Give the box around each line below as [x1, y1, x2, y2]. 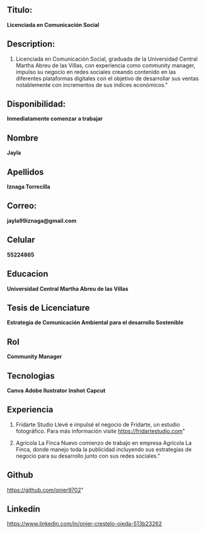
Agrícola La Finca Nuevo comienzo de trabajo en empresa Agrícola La [15, 439, 192, 446]
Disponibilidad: [7, 99, 66, 110]
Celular [7, 235, 35, 245]
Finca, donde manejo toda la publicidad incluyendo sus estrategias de [15, 445, 192, 453]
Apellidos [7, 166, 45, 177]
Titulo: [7, 5, 33, 15]
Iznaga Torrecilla [7, 183, 51, 190]
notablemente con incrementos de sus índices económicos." [15, 81, 168, 88]
